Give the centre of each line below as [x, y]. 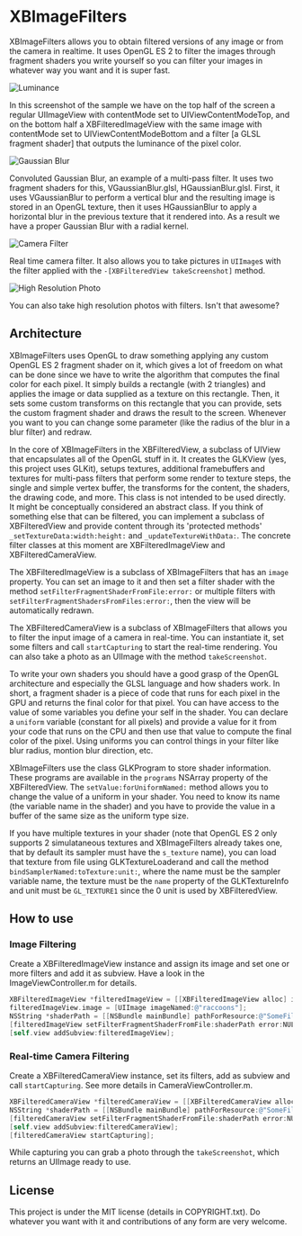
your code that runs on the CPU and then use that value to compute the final [151, 731]
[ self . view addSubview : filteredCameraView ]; [94, 1127]
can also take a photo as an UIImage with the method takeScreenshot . [138, 656]
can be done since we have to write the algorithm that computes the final [145, 374]
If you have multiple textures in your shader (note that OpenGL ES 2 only [143, 833]
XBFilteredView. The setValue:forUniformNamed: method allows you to [139, 787]
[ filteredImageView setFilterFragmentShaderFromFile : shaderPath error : [146, 1025]
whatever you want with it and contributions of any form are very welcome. [148, 1222]
